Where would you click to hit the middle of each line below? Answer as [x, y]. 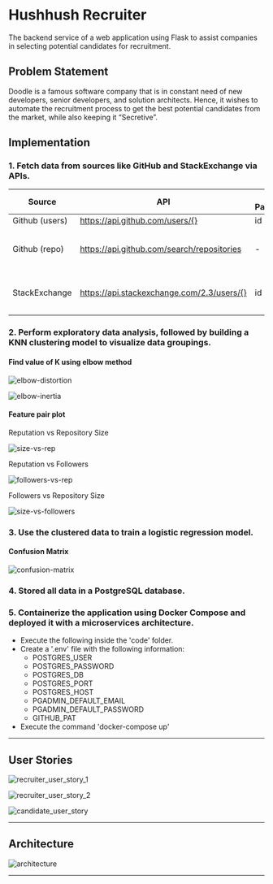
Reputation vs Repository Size [59, 432]
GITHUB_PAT [54, 718]
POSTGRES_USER [62, 658]
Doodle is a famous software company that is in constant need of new [126, 91]
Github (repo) [39, 249]
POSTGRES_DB [58, 675]
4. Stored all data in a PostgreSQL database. [97, 591]
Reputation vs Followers [49, 464]
